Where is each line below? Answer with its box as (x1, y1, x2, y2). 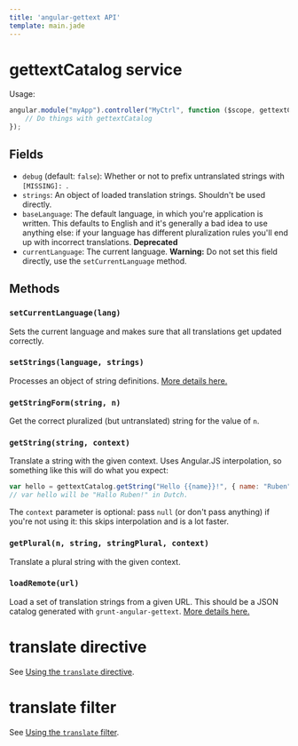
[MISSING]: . (21, 179, 69, 191)
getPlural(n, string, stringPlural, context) (9, 538, 210, 549)
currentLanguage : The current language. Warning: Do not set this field (21, 246, 278, 257)
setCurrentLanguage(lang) (9, 308, 122, 318)
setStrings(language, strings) (9, 357, 145, 368)
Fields (9, 147, 44, 163)
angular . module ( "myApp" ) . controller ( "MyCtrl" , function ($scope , (9, 106, 256, 115)
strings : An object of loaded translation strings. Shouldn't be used (21, 189, 266, 200)
